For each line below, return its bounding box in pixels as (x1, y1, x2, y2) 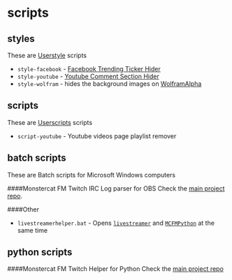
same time (17, 226, 48, 235)
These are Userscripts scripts (7, 118, 93, 126)
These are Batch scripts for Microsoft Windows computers (7, 170, 176, 179)
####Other (7, 205, 40, 214)
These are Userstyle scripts (7, 51, 87, 59)
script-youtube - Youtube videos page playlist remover (17, 131, 177, 140)
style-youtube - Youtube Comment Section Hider (17, 72, 159, 80)
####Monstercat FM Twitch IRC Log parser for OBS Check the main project (7, 184, 225, 193)
